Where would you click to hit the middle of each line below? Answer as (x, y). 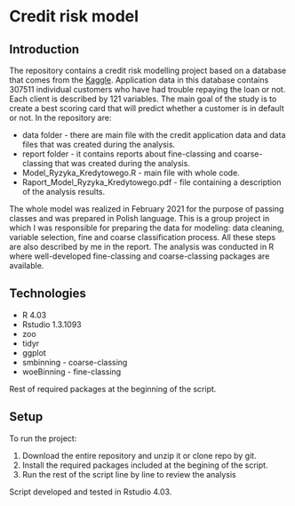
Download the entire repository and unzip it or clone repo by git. (139, 455)
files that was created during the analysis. (99, 145)
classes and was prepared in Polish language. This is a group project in (140, 218)
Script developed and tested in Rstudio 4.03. (91, 492)
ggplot (34, 352)
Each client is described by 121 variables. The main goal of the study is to (143, 99)
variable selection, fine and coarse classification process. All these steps (143, 237)
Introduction (44, 49)
